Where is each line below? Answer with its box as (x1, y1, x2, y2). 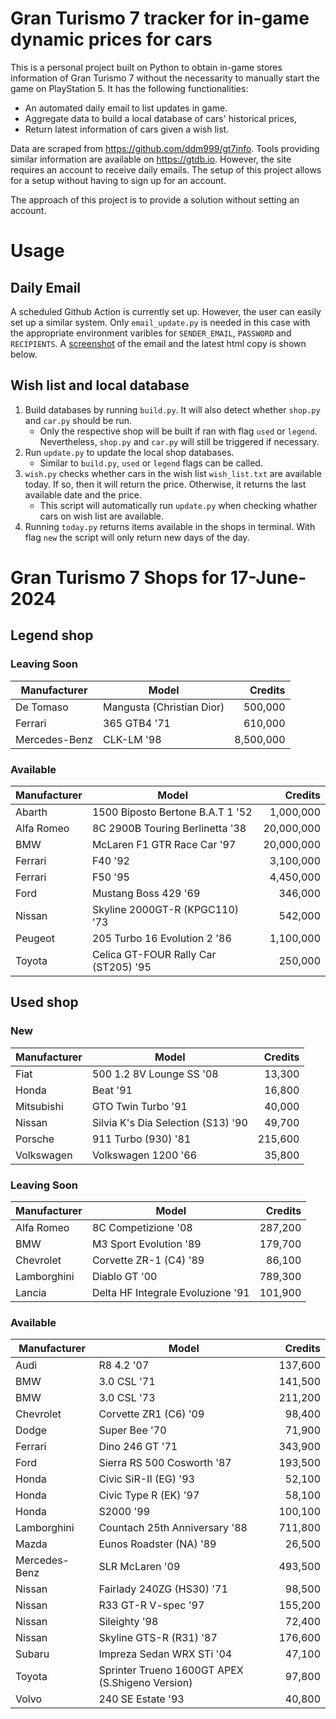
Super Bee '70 (98, 1423, 167, 1437)
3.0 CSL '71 (98, 1375, 156, 1389)
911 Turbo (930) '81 (91, 1132, 192, 1146)
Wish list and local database (10, 377, 190, 394)
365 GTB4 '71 (103, 716, 171, 730)
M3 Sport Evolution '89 (91, 1237, 202, 1251)
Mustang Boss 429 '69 (91, 886, 201, 900)
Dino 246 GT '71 (98, 1440, 178, 1454)
